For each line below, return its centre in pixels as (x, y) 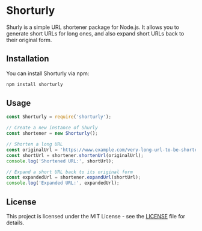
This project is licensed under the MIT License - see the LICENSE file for (96, 216)
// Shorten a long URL (35, 144)
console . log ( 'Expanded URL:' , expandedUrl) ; (63, 183)
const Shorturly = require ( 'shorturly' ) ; (59, 117)
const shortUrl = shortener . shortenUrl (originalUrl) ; (75, 155)
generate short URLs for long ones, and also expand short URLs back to (95, 33)
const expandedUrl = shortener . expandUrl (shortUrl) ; (74, 177)
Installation (28, 59)
